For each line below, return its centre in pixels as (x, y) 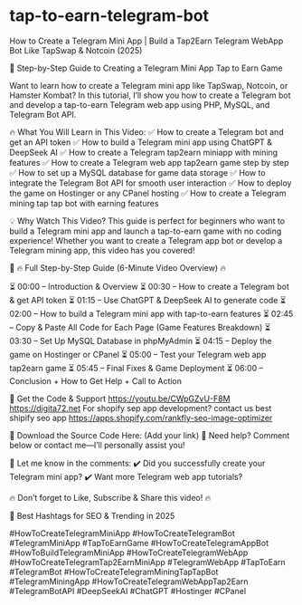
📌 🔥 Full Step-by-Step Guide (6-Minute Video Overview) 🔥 (118, 267)
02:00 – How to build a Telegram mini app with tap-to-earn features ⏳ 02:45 (151, 313)
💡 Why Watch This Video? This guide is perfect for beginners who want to (147, 221)
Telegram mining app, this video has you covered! (102, 250)
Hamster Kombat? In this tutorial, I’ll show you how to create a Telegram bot (150, 95)
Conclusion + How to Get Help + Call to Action (96, 380)
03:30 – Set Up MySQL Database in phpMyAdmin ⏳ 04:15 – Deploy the (141, 341)
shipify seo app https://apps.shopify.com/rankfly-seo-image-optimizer (141, 418)
